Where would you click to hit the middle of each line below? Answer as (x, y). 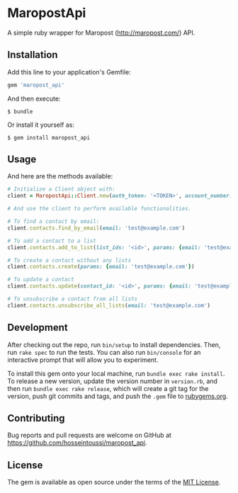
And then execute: (34, 98)
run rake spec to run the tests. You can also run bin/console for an (104, 352)
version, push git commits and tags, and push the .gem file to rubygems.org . (118, 396)
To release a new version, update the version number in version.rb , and (113, 381)
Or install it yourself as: (41, 125)
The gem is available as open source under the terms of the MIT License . (114, 482)
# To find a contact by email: (53, 222)
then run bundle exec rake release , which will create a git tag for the (108, 388)
